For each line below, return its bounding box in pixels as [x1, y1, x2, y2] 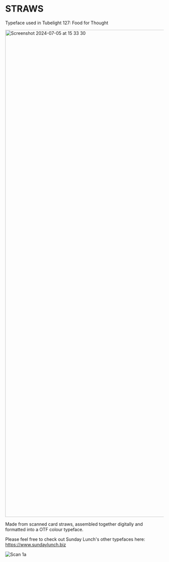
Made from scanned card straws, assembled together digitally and [5, 521, 143, 527]
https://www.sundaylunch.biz [5, 541, 66, 547]
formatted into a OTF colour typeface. [5, 526, 84, 532]
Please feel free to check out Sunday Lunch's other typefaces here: [5, 536, 145, 542]
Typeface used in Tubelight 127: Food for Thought [5, 20, 109, 26]
